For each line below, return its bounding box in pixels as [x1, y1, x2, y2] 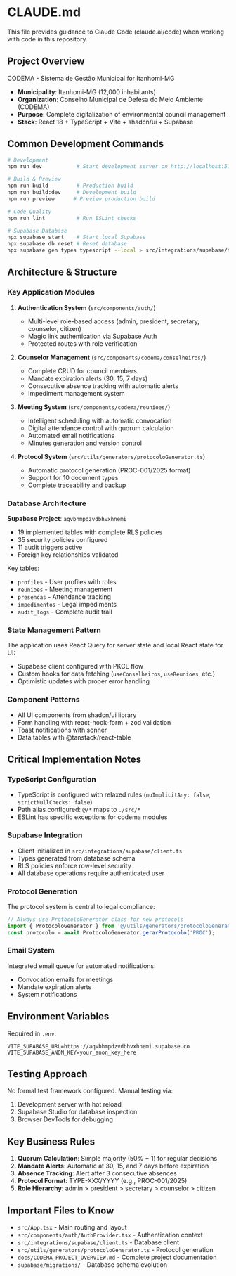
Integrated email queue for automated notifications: [7, 961, 156, 970]
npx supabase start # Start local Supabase [7, 233, 146, 241]
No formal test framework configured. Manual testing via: [7, 1087, 173, 1095]
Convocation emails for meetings [17, 975, 114, 984]
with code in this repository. [7, 34, 88, 43]
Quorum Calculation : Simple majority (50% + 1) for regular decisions [17, 1154, 218, 1163]
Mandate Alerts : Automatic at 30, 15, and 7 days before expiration [17, 1161, 209, 1171]
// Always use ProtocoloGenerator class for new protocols [7, 915, 184, 923]
